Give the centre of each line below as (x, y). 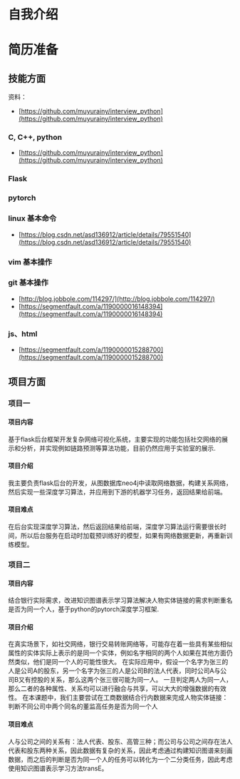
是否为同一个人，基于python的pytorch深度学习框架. (84, 609)
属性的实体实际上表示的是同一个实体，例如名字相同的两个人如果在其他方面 (117, 653)
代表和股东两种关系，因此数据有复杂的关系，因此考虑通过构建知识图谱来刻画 (120, 750)
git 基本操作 (28, 282)
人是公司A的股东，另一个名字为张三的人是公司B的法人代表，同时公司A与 (114, 671)
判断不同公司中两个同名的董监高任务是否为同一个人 (83, 706)
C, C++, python (35, 138)
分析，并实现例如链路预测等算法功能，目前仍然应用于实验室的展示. (118, 448)
